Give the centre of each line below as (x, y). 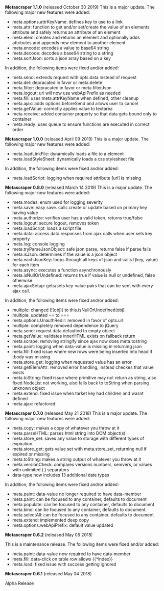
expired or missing (31, 454)
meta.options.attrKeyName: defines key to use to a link (67, 22)
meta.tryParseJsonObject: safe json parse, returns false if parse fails (82, 249)
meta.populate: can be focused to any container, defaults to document (83, 504)
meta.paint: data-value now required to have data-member (71, 554)
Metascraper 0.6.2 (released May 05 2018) (49, 535)
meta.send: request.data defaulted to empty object (63, 331)
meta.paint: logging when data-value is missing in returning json (77, 346)
